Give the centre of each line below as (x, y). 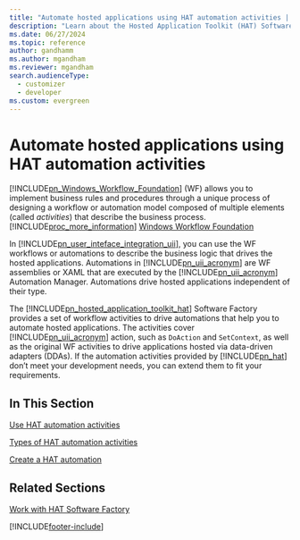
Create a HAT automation (56, 460)
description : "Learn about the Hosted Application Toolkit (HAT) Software (151, 26)
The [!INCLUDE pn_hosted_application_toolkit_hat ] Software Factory (133, 308)
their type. (28, 291)
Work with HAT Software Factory (70, 509)
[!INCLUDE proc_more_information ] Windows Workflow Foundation (132, 227)
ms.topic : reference (48, 42)
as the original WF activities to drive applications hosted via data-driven (141, 347)
